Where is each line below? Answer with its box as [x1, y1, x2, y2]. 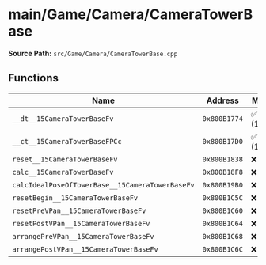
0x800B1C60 [202, 206, 244, 215]
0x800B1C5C [202, 193, 244, 203]
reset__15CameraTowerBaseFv [12, 154, 118, 164]
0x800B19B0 [202, 180, 244, 189]
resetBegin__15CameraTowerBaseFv [12, 193, 139, 203]
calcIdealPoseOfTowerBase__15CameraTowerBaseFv [12, 180, 196, 189]
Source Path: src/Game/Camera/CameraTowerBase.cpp [8, 48, 178, 58]
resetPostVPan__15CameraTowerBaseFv [12, 219, 150, 228]
